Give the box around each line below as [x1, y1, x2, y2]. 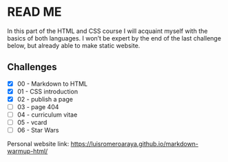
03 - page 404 [17, 102, 59, 111]
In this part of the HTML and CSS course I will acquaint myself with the [7, 27, 208, 35]
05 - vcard [17, 118, 48, 127]
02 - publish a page [17, 95, 74, 103]
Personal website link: [7, 140, 70, 148]
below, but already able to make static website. [7, 41, 141, 49]
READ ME [7, 4, 62, 20]
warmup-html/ [7, 147, 48, 155]
